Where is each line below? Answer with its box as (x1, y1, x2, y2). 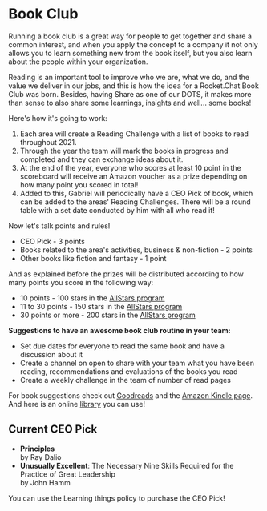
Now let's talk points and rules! (8, 221, 111, 231)
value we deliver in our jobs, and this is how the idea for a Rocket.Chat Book (8, 81, 259, 91)
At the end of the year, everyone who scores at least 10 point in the (19, 163, 242, 172)
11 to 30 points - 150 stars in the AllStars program (19, 301, 183, 311)
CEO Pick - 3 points (19, 236, 86, 246)
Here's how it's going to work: (8, 113, 108, 123)
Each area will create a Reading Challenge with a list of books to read (19, 129, 249, 139)
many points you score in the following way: (8, 277, 154, 287)
